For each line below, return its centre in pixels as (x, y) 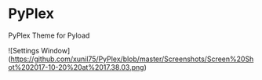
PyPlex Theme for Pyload (49, 35)
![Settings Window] (39, 50)
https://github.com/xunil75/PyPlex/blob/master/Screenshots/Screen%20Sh (132, 59)
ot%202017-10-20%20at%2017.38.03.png (76, 67)
